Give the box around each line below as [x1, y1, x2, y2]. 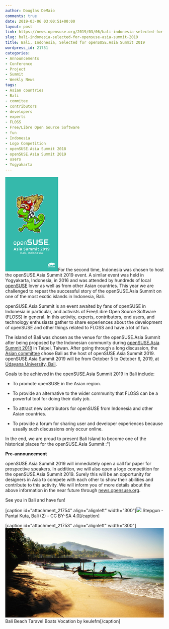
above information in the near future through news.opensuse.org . [5, 487, 141, 493]
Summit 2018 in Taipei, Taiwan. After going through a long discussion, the [5, 345, 157, 351]
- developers [5, 109, 33, 114]
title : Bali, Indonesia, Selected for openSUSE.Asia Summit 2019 [5, 40, 145, 45]
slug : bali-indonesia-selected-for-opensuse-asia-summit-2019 [5, 35, 138, 40]
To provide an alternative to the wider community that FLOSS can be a [12, 390, 158, 396]
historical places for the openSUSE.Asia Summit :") [5, 441, 111, 447]
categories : [5, 50, 30, 55]
